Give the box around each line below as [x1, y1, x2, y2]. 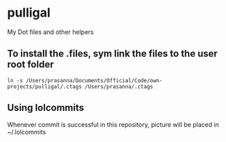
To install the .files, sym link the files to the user [7, 48, 218, 60]
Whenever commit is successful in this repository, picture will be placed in [7, 120, 220, 129]
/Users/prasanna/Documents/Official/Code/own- [25, 77, 163, 84]
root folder [7, 59, 54, 71]
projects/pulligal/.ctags [7, 83, 82, 90]
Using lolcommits [7, 102, 85, 114]
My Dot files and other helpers [7, 28, 94, 36]
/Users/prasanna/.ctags [84, 83, 154, 90]
